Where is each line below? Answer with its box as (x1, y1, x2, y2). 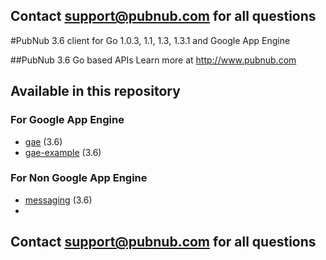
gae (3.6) (24, 135, 63, 148)
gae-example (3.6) (24, 146, 102, 158)
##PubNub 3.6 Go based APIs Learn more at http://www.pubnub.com (10, 54, 297, 66)
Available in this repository (10, 83, 181, 100)
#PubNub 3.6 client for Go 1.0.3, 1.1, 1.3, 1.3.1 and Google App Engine (10, 34, 291, 46)
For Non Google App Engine (10, 171, 148, 185)
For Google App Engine (10, 113, 125, 127)
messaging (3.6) (24, 194, 93, 206)
